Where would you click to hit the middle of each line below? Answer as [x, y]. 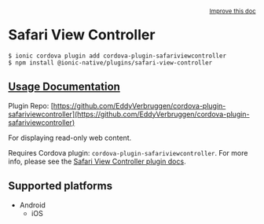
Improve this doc [233, 11]
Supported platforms [60, 186]
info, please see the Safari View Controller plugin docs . [97, 161]
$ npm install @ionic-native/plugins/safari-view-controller [110, 62]
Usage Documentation [64, 87]
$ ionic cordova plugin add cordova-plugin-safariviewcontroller [117, 56]
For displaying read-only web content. [70, 138]
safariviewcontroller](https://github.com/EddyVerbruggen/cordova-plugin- [129, 114]
